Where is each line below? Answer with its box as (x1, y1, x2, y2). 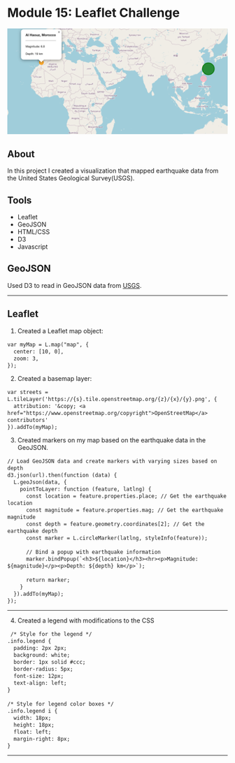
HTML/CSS (17, 227, 50, 235)
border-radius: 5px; (13, 665, 73, 672)
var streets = (7, 388, 49, 395)
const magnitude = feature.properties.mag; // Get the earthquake (25, 507, 224, 514)
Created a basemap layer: (17, 374, 92, 382)
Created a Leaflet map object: (17, 326, 104, 335)
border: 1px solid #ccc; (13, 658, 86, 665)
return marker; (25, 576, 71, 583)
